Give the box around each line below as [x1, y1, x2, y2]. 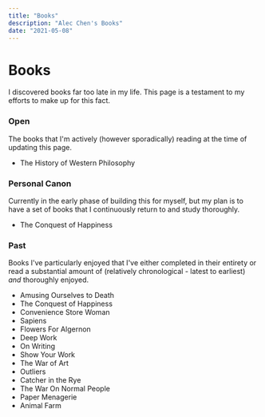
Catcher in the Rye [19, 375, 81, 385]
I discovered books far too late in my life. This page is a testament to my [8, 87, 245, 97]
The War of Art [19, 359, 69, 368]
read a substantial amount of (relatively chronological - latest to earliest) [8, 267, 246, 276]
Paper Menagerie [19, 392, 77, 402]
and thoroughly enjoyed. [8, 275, 89, 284]
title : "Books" [8, 11, 59, 20]
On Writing [19, 341, 56, 351]
